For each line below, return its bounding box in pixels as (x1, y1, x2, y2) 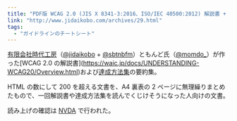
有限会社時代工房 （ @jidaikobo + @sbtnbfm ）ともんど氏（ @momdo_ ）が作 (7, 50, 226, 58)
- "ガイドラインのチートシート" (13, 30, 95, 37)
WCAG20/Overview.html (7, 68, 78, 76)
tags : (7, 23, 23, 30)
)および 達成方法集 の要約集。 (77, 68, 161, 76)
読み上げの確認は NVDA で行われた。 (7, 106, 115, 115)
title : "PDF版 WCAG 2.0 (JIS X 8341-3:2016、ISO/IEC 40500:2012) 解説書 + (7, 10, 227, 18)
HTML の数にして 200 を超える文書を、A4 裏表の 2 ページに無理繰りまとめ (7, 82, 226, 91)
